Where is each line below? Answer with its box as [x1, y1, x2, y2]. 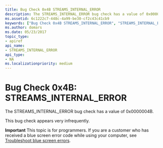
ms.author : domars [5, 25, 42, 30]
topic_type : [5, 34, 29, 39]
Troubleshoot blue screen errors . [5, 138, 71, 144]
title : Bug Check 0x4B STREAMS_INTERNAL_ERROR [5, 7, 101, 12]
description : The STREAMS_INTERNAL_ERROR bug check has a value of [5, 12, 145, 16]
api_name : [5, 43, 25, 48]
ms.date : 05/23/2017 [5, 30, 47, 34]
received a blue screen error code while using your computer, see [5, 132, 137, 138]
